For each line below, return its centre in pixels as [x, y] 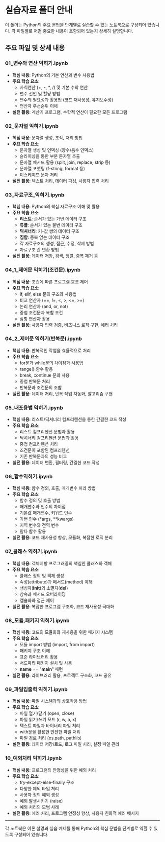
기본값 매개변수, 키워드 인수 [46, 513]
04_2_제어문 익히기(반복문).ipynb [43, 339]
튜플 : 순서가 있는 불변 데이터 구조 [51, 225]
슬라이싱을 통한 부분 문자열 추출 [50, 156]
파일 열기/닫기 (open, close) [47, 713]
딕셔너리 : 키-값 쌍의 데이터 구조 [49, 231]
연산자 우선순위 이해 [39, 106]
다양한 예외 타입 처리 [39, 788]
